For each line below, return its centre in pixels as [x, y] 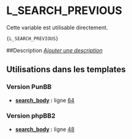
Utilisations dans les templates [66, 70]
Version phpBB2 [31, 116]
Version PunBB [29, 87]
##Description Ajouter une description [54, 50]
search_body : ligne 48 [45, 129]
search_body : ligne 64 [45, 100]
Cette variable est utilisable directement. [57, 27]
